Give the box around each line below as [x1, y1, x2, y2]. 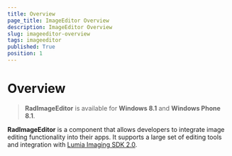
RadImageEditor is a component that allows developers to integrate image [7, 125, 225, 133]
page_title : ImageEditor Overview [7, 17, 110, 24]
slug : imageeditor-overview [7, 30, 91, 38]
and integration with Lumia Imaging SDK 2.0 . [7, 140, 138, 149]
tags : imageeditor [7, 37, 62, 44]
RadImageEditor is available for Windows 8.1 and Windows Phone [24, 104, 221, 112]
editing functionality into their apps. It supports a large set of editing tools [7, 133, 222, 141]
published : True [7, 43, 55, 50]
